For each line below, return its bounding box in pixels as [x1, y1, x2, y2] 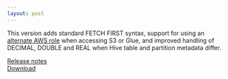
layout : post [7, 10, 45, 17]
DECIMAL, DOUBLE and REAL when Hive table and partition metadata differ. [7, 43, 222, 52]
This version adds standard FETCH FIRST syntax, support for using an [7, 29, 205, 37]
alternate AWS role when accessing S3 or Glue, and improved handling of [7, 36, 214, 45]
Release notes [7, 56, 47, 65]
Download [7, 64, 36, 72]
